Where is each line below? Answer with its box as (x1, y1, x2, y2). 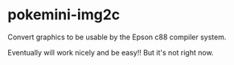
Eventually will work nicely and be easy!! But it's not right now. (7, 47, 214, 57)
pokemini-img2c (7, 6, 121, 24)
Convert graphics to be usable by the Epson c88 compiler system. (7, 32, 227, 42)
